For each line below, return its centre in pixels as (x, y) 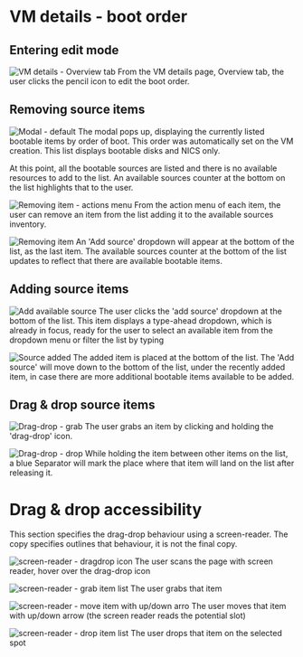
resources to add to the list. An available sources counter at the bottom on (147, 177)
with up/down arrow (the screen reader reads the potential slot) (128, 615)
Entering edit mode (64, 50)
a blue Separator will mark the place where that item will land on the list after (152, 464)
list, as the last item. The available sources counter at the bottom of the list (148, 251)
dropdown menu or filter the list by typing (87, 340)
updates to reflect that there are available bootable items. (116, 260)
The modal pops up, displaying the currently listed (171, 131)
